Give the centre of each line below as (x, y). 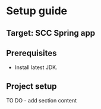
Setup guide (37, 11)
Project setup (32, 86)
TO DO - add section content (42, 101)
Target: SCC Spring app (51, 33)
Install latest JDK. (36, 67)
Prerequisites (31, 53)
